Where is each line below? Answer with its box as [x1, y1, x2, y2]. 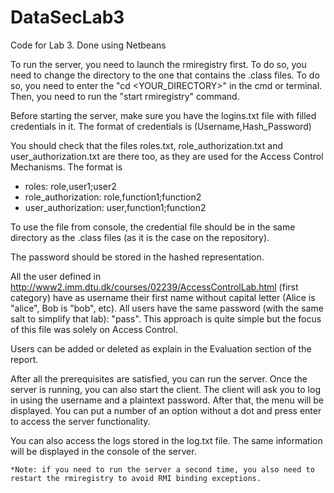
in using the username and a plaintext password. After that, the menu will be [10, 394, 325, 406]
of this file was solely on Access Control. [10, 323, 178, 335]
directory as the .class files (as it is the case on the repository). [10, 231, 270, 243]
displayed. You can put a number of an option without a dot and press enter [10, 404, 322, 416]
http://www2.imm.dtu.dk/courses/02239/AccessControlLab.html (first [10, 281, 299, 293]
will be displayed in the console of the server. [10, 445, 197, 457]
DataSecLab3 [10, 6, 125, 29]
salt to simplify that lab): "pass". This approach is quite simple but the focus [10, 312, 322, 325]
